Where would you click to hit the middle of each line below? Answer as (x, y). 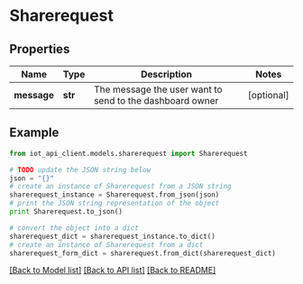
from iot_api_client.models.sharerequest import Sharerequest (129, 153)
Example (34, 133)
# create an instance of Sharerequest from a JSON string (120, 187)
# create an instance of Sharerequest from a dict (106, 244)
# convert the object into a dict (74, 228)
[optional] (268, 95)
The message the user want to (158, 89)
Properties (40, 49)
